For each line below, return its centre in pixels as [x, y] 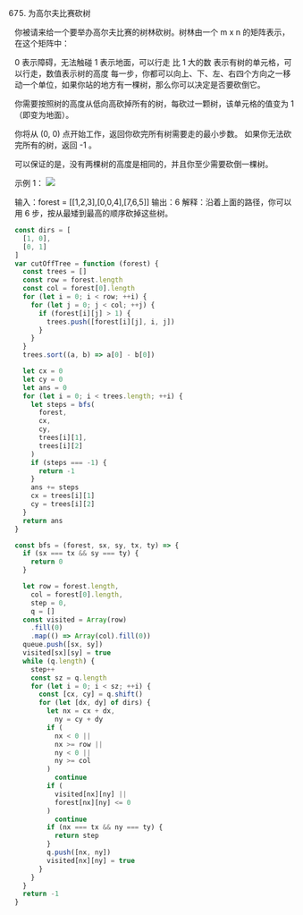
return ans [43, 521]
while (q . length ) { [59, 661]
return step [76, 836]
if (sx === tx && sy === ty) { [81, 554]
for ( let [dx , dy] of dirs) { [94, 703]
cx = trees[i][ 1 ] [63, 496]
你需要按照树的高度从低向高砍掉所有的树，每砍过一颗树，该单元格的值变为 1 [154, 104]
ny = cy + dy [79, 719]
